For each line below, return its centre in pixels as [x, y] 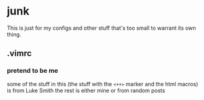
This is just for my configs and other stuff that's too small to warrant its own [101, 28]
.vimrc [19, 54]
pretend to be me [32, 71]
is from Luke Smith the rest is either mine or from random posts [86, 90]
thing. [14, 34]
